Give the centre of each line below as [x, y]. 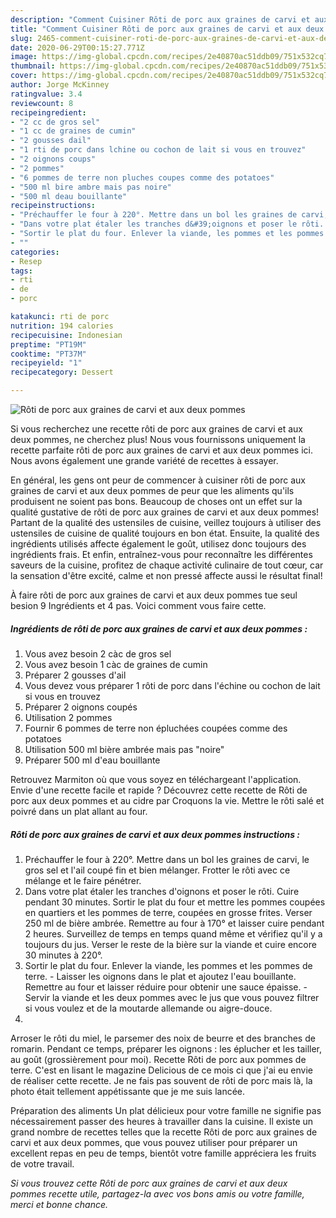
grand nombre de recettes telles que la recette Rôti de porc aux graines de [164, 1132]
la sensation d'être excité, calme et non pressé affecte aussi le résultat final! [166, 575]
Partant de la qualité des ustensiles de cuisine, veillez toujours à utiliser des [166, 522]
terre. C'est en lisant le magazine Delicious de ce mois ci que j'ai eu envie [161, 1070]
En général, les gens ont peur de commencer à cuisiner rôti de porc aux [158, 480]
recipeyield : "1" [46, 363]
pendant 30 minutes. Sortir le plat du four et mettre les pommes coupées [175, 902]
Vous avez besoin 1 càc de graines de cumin [116, 664]
